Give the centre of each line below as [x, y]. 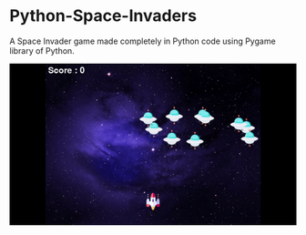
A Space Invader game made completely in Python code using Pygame [143, 41]
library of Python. [42, 50]
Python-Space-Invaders [103, 16]
